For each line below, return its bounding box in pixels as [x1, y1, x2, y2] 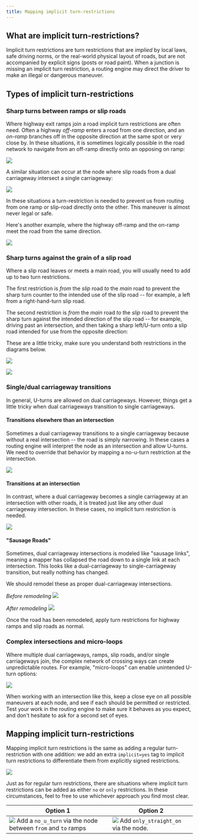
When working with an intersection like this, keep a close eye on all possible [6, 693, 191, 700]
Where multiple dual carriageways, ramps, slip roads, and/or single [6, 651, 170, 658]
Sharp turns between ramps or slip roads [6, 106, 126, 115]
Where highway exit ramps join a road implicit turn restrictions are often [6, 120, 181, 128]
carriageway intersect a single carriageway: [6, 175, 113, 182]
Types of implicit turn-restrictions [6, 89, 134, 99]
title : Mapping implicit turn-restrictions [6, 8, 115, 15]
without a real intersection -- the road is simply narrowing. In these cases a [6, 436, 190, 443]
